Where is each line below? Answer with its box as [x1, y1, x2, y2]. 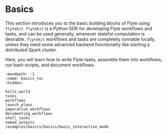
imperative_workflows [5, 106, 51, 111]
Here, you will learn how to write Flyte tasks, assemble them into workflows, [5, 56, 162, 62]
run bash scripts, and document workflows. [5, 62, 95, 68]
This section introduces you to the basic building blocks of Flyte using [5, 20, 150, 26]
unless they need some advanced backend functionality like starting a [5, 41, 150, 47]
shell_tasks [5, 115, 30, 120]
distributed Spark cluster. [5, 47, 58, 53]
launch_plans [5, 102, 33, 107]
